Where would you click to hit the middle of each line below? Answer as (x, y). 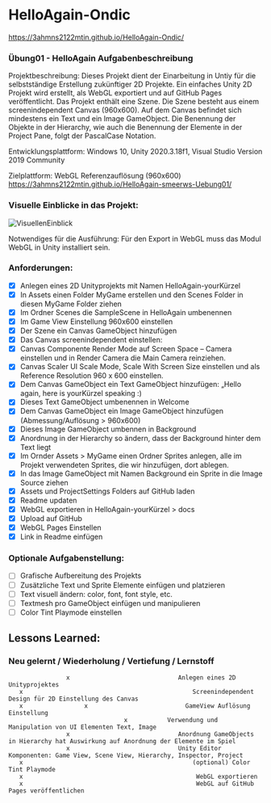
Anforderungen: (41, 268)
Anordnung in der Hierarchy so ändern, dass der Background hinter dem (140, 438)
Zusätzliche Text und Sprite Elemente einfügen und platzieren (123, 585)
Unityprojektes (34, 685)
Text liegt (35, 447)
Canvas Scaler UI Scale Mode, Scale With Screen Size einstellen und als (140, 367)
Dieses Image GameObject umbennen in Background (108, 429)
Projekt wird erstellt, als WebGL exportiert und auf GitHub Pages (115, 93)
